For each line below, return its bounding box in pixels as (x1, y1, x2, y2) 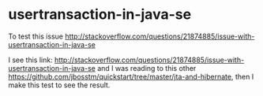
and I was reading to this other (97, 63, 197, 72)
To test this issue (8, 31, 63, 41)
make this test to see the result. (8, 80, 111, 90)
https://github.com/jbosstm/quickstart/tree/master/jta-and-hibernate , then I (8, 72, 254, 81)
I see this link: (8, 55, 53, 65)
